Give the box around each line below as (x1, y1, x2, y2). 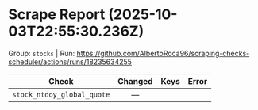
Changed (117, 75, 153, 86)
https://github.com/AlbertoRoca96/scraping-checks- (76, 48, 250, 58)
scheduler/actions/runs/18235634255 (8, 57, 133, 66)
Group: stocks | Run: (8, 48, 75, 58)
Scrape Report (8, 6, 106, 24)
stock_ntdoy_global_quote (12, 89, 110, 99)
